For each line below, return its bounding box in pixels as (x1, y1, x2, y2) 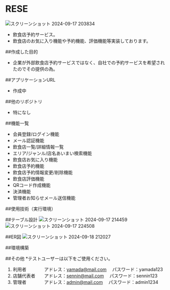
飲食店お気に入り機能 (12, 156, 58, 162)
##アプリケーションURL (5, 77, 56, 83)
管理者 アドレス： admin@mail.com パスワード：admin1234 (12, 279, 158, 285)
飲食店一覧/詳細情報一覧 (12, 143, 64, 150)
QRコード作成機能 (12, 182, 51, 188)
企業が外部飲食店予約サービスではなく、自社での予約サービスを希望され (12, 59, 165, 65)
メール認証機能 (12, 137, 44, 143)
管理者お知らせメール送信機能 (12, 195, 76, 201)
